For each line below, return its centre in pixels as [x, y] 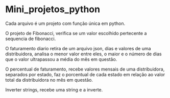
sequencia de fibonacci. [31, 39]
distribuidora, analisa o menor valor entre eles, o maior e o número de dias [83, 54]
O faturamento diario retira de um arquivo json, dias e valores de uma [78, 48]
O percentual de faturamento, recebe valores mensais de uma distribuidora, [85, 69]
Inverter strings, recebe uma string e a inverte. [54, 89]
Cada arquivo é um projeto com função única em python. [65, 23]
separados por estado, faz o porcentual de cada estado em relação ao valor [85, 74]
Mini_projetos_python [53, 9]
